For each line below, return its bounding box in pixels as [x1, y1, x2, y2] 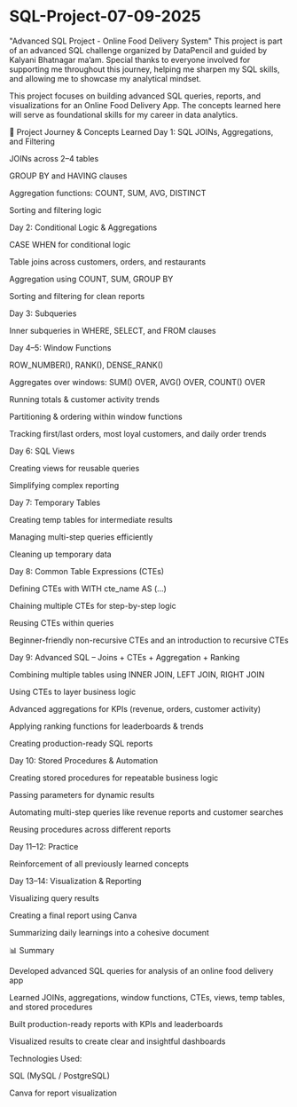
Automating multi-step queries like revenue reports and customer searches [9, 806, 284, 818]
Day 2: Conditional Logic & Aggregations [9, 222, 158, 233]
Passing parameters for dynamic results [9, 789, 155, 800]
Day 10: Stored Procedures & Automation [9, 755, 158, 765]
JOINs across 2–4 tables [9, 153, 99, 163]
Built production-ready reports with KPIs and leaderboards [9, 1018, 223, 1029]
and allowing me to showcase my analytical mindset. [9, 73, 202, 83]
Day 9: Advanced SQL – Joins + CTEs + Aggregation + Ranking [9, 652, 240, 662]
